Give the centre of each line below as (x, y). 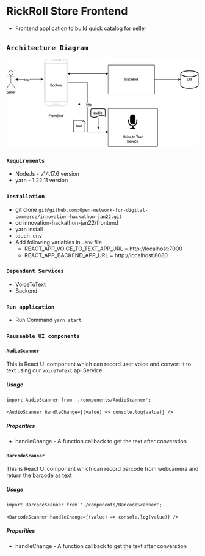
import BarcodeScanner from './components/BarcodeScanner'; (85, 505)
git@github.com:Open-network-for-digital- (93, 210)
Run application (31, 307)
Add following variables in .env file (59, 242)
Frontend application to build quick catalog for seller (81, 28)
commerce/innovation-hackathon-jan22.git (68, 216)
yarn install (29, 229)
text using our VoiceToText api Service (54, 370)
